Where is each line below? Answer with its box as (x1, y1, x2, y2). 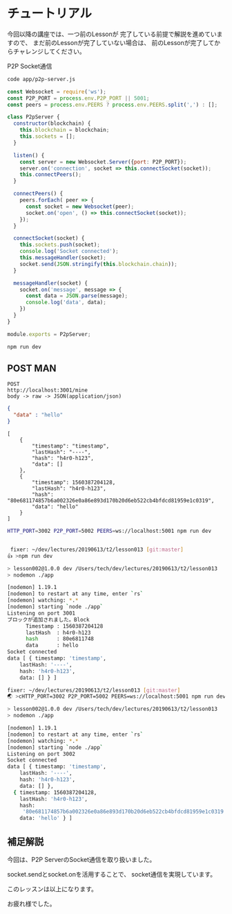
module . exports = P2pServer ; (7, 331, 91, 337)
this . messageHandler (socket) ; (19, 254, 107, 261)
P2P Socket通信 (7, 62, 52, 70)
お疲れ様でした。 (7, 899, 56, 908)
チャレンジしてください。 (12, 47, 86, 55)
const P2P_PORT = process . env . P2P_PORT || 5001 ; (7, 94, 150, 102)
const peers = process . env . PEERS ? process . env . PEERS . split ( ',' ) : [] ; (7, 101, 218, 108)
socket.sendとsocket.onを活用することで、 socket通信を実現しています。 (7, 870, 216, 878)
